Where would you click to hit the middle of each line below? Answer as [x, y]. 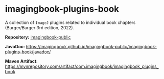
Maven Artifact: [22, 61]
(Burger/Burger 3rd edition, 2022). [40, 27]
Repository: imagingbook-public [38, 37]
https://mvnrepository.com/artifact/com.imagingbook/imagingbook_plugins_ [82, 66]
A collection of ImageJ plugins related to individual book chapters [70, 22]
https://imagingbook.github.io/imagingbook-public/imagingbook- [92, 46]
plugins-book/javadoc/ [28, 52]
